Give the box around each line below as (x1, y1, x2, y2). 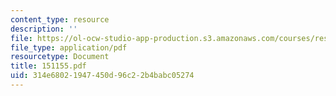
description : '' (10, 24, 78, 34)
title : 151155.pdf (10, 61, 87, 71)
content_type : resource (10, 14, 110, 25)
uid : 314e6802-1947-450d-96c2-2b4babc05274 (10, 71, 195, 81)
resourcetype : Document (10, 52, 110, 62)
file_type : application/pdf (10, 42, 128, 53)
